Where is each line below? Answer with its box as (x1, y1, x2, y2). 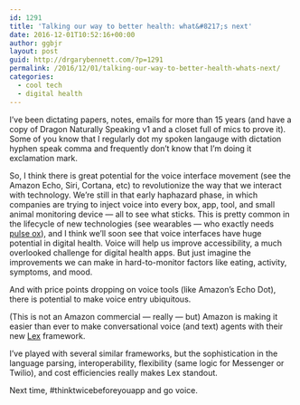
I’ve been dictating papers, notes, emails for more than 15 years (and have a (9, 114, 292, 125)
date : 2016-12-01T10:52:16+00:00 (9, 30, 136, 39)
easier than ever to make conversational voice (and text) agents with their (9, 321, 284, 332)
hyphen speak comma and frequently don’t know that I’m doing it (9, 142, 252, 154)
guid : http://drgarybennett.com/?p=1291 (9, 55, 164, 64)
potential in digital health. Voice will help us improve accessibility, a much (9, 237, 283, 248)
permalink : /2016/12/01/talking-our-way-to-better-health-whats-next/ (9, 64, 281, 73)
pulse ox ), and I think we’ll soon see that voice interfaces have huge (9, 227, 262, 238)
